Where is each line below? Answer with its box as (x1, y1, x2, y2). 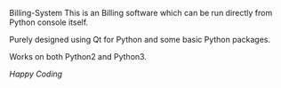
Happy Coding (9, 68, 63, 79)
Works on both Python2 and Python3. (9, 52, 147, 61)
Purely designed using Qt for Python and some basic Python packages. (9, 35, 271, 44)
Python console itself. (9, 17, 89, 28)
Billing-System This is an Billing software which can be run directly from (9, 8, 273, 18)
